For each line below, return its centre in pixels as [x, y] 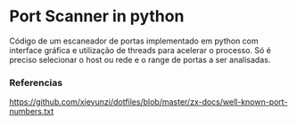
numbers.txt [32, 112]
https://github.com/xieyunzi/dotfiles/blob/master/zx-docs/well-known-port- [148, 102]
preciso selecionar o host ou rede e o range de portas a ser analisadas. [140, 59]
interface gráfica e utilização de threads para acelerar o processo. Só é [140, 50]
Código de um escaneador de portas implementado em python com [134, 41]
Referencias [36, 82]
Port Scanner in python [97, 16]
